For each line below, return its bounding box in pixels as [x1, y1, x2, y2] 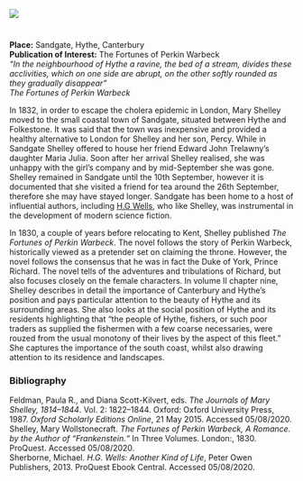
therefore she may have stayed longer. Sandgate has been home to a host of [9, 191, 294, 202]
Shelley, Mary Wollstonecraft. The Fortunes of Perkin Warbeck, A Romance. [9, 423, 291, 434]
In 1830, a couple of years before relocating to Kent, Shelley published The [9, 228, 287, 239]
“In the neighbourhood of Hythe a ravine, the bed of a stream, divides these [9, 59, 292, 69]
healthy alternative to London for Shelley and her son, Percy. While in [9, 133, 266, 144]
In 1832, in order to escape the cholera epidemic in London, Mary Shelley [9, 104, 281, 116]
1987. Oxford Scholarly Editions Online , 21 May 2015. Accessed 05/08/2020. [9, 414, 293, 425]
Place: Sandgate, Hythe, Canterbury [9, 40, 145, 50]
